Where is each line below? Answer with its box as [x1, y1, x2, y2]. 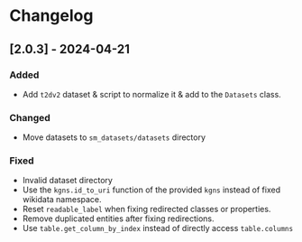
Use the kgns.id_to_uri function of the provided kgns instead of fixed [22, 184, 281, 195]
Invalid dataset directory [22, 175, 113, 186]
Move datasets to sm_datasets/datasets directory [22, 132, 206, 143]
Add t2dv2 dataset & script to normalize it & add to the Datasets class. [22, 88, 281, 99]
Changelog [9, 5, 94, 26]
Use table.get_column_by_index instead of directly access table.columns [22, 223, 294, 234]
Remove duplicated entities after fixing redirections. [22, 213, 215, 224]
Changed [9, 111, 51, 124]
